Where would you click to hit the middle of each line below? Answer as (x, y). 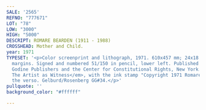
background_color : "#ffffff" (44, 92)
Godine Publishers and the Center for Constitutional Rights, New (98, 69)
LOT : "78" (19, 23)
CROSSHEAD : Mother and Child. (45, 47)
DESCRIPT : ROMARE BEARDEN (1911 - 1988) (59, 41)
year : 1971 (20, 52)
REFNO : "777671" (27, 18)
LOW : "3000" (21, 29)
